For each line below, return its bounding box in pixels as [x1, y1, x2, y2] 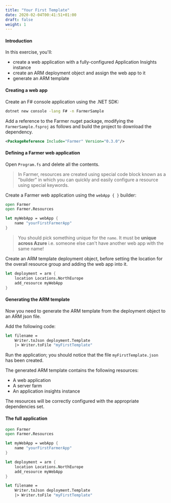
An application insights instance [12, 388, 80, 394]
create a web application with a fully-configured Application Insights [12, 59, 157, 65]
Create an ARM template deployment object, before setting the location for [5, 255, 163, 262]
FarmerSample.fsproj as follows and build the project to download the [5, 123, 152, 129]
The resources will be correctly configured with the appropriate [5, 398, 139, 404]
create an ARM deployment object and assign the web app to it [12, 70, 146, 76]
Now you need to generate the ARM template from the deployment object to [5, 307, 166, 314]
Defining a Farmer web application [5, 150, 80, 156]
